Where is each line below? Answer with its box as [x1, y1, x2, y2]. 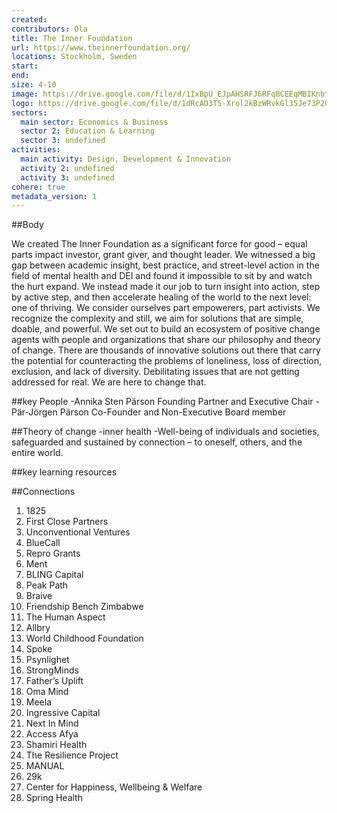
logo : [11, 98, 34, 108]
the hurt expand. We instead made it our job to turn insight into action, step [11, 281, 321, 293]
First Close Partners [25, 516, 109, 528]
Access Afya [25, 728, 79, 740]
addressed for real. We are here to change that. [11, 376, 207, 388]
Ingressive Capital [25, 707, 101, 719]
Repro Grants [25, 547, 81, 560]
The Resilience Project [25, 749, 119, 761]
